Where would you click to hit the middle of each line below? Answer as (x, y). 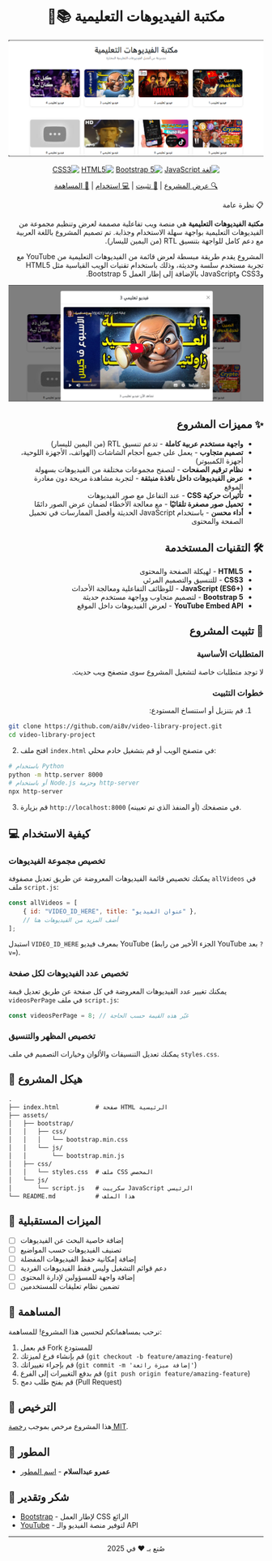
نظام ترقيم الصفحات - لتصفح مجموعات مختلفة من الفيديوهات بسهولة (139, 470)
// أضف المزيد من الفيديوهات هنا (71, 920)
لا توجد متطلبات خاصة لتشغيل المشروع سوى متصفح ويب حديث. (168, 672)
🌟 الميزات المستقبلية (55, 1221)
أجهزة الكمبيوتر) (219, 461)
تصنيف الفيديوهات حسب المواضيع (71, 1249)
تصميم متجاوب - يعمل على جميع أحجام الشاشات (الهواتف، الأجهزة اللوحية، (132, 453)
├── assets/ (28, 1115)
